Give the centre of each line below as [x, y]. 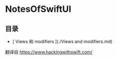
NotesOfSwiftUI [38, 9]
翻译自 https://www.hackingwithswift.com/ [49, 52]
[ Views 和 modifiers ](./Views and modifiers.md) [62, 41]
